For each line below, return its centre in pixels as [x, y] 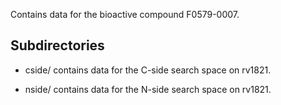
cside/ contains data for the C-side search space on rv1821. [148, 70]
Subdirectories [57, 45]
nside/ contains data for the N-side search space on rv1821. [148, 89]
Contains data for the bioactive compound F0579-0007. [125, 14]
